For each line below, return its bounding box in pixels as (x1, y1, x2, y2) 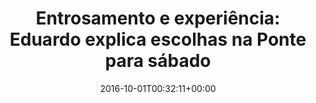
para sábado (104, 50, 212, 72)
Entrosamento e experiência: (35, 7, 281, 30)
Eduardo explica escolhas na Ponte (9, 28, 307, 51)
